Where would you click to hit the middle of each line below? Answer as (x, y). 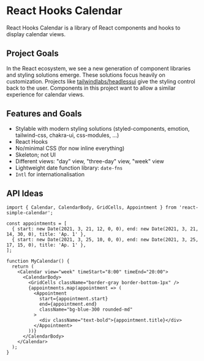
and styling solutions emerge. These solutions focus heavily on (86, 75)
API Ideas (25, 193)
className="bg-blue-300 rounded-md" (86, 310)
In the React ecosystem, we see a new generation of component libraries (99, 68)
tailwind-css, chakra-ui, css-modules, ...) (67, 135)
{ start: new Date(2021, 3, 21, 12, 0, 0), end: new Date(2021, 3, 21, (105, 229)
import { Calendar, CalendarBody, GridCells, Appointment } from (91, 208)
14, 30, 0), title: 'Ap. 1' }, (46, 235)
